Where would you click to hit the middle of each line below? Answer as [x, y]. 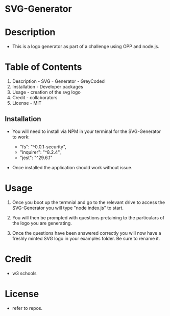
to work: [21, 137]
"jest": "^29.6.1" [36, 157]
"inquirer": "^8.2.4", [40, 152]
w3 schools [24, 273]
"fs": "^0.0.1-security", [43, 147]
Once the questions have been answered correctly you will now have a [87, 233]
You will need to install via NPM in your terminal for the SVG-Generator [87, 131]
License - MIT [27, 103]
